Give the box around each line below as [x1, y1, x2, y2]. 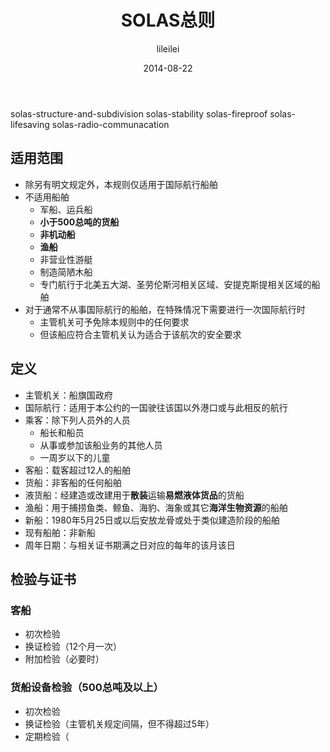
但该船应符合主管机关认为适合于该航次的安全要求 [39, 328, 242, 340]
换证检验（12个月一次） [24, 641, 123, 653]
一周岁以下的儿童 [39, 451, 111, 463]
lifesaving [10, 118, 50, 130]
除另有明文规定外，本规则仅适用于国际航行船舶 [24, 178, 218, 190]
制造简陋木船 [39, 266, 93, 278]
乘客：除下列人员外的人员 [24, 414, 131, 426]
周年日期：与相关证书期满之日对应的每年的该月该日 [24, 539, 236, 551]
